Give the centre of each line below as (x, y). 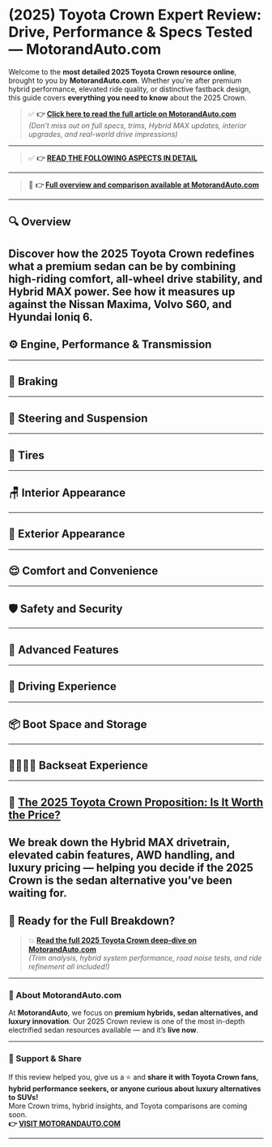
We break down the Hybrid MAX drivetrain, (119, 843)
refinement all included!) (69, 967)
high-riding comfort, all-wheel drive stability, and (136, 278)
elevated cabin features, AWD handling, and (122, 856)
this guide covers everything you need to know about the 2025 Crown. (127, 97)
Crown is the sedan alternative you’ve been (120, 881)
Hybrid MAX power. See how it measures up (122, 291)
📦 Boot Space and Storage (78, 724)
